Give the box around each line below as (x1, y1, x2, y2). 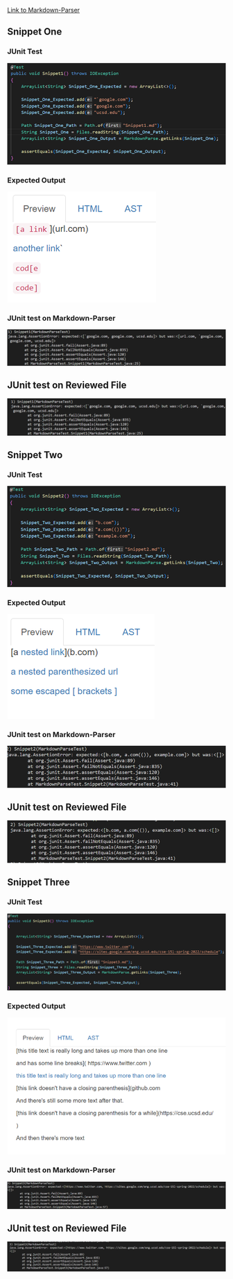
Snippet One (7, 26, 62, 37)
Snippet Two (7, 449, 63, 461)
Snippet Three (7, 876, 71, 888)
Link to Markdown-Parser (7, 6, 80, 14)
